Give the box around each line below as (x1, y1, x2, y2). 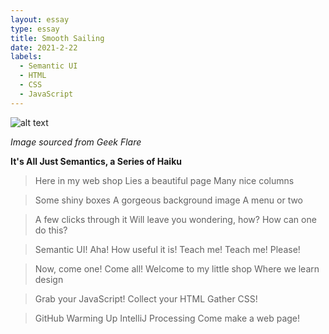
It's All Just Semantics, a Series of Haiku (10, 155, 182, 167)
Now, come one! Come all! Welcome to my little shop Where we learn (34, 262, 320, 275)
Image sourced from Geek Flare (10, 136, 142, 148)
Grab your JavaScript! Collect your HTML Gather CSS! (34, 292, 258, 305)
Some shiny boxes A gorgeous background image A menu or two (34, 194, 304, 206)
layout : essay (10, 14, 70, 25)
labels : (10, 52, 43, 62)
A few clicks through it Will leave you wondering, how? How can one (34, 213, 317, 225)
